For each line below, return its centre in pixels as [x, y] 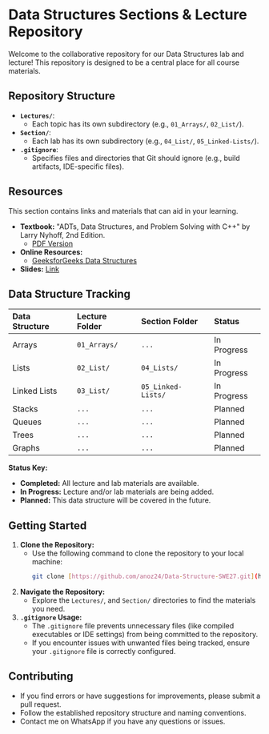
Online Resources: [51, 252]
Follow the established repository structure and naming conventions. [133, 712]
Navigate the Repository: [62, 592]
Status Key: [28, 468]
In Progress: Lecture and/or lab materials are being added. [117, 492]
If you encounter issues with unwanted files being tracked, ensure [141, 643]
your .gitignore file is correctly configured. [104, 652]
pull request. [40, 704]
